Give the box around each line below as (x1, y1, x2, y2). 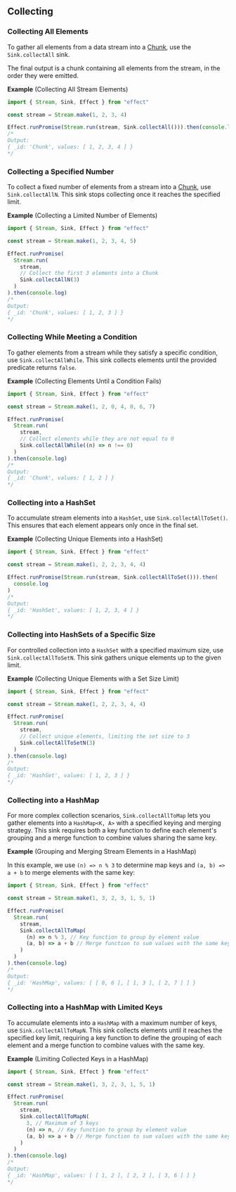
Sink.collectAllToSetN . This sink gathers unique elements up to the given (7, 653, 221, 662)
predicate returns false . (7, 363, 77, 371)
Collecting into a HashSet (7, 498, 96, 508)
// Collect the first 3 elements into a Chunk (20, 270, 159, 277)
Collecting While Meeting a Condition (7, 332, 138, 342)
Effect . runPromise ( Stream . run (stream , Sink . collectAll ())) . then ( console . (7, 124, 228, 131)
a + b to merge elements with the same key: (7, 869, 136, 877)
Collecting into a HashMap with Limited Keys (7, 1002, 163, 1012)
